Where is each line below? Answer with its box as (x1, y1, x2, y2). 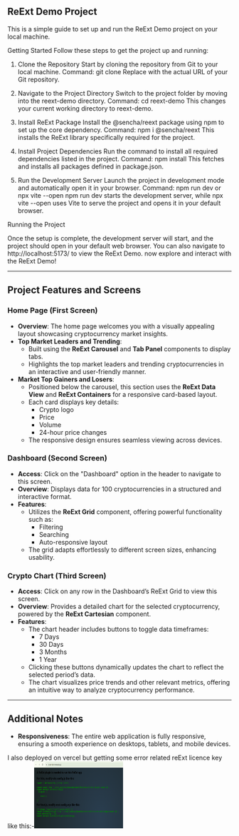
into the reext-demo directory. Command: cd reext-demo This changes (17, 96, 226, 105)
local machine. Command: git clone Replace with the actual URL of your (17, 67, 228, 76)
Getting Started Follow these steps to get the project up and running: (7, 46, 208, 54)
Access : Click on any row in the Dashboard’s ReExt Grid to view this (17, 587, 218, 595)
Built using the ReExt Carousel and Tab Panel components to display (28, 344, 231, 353)
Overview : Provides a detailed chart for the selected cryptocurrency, (17, 603, 221, 611)
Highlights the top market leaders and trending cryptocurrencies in (28, 360, 224, 368)
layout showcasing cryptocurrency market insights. (17, 329, 169, 338)
